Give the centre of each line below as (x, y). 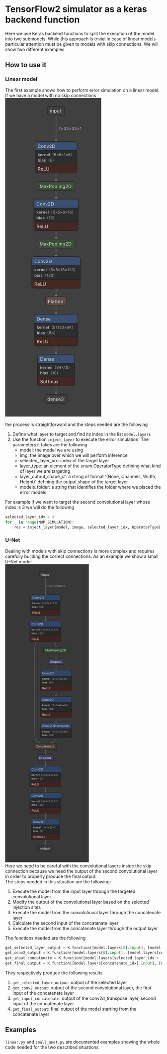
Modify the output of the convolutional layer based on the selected (81, 902)
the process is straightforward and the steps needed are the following (77, 424)
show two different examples (35, 49)
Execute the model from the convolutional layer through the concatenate (86, 912)
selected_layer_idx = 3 (30, 517)
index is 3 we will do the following (40, 507)
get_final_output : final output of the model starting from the (74, 1009)
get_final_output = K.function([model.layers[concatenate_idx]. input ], (81, 963)
